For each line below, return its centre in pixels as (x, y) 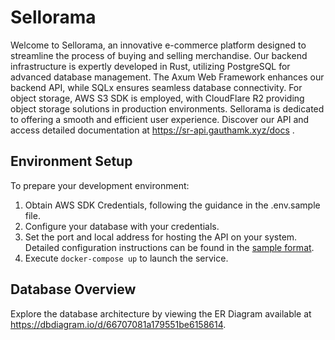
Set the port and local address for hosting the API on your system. (161, 237)
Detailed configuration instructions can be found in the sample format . (169, 247)
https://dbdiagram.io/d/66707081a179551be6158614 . (118, 324)
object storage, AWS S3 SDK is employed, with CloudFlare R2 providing (157, 98)
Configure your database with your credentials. (122, 226)
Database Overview (73, 289)
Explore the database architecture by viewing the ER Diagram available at (161, 313)
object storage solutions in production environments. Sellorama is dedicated (167, 108)
